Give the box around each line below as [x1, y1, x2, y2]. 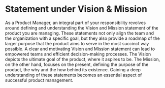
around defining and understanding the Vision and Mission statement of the [5, 25, 159, 30]
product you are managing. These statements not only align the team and [5, 30, 154, 36]
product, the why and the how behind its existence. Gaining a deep [5, 66, 141, 72]
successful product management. [5, 77, 74, 83]
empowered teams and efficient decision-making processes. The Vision [5, 51, 151, 57]
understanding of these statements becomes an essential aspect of [5, 72, 142, 78]
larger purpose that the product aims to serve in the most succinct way [5, 40, 149, 46]
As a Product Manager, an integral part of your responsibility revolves [5, 20, 146, 26]
